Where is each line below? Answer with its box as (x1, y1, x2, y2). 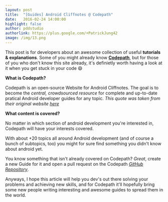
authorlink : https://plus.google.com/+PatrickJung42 (5, 31, 118, 36)
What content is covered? (5, 110, 60, 116)
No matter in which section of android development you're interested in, (5, 120, 154, 126)
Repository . (5, 166, 29, 172)
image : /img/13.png (5, 36, 46, 41)
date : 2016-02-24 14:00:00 (5, 17, 66, 22)
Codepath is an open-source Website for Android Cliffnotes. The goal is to (5, 84, 159, 90)
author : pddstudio (5, 26, 44, 31)
